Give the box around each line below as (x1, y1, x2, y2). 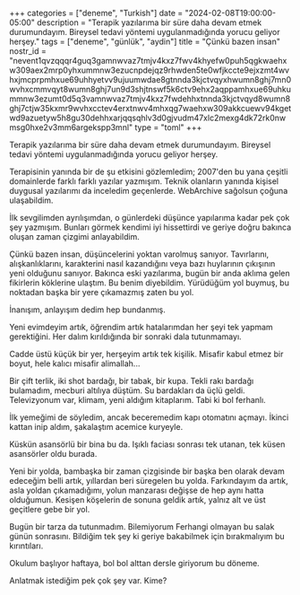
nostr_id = (9, 46, 47, 57)
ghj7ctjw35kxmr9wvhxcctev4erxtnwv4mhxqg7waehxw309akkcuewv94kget (9, 103, 292, 113)
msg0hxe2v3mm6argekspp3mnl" (9, 122, 133, 133)
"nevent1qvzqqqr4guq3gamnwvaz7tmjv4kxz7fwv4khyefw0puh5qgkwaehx (9, 56, 287, 66)
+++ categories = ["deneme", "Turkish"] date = (9, 8, 184, 18)
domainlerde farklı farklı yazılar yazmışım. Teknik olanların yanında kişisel (9, 176, 279, 187)
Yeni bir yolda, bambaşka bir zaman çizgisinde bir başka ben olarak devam (9, 466, 285, 477)
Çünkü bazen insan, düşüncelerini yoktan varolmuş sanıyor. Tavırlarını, (9, 249, 270, 259)
